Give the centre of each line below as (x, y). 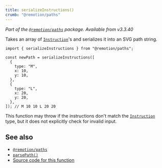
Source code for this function (43, 160)
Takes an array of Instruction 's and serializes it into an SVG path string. (81, 39)
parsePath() (25, 155)
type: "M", (26, 66)
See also (19, 137)
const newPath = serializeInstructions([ (50, 57)
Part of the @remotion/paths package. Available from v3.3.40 (70, 29)
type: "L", (26, 89)
